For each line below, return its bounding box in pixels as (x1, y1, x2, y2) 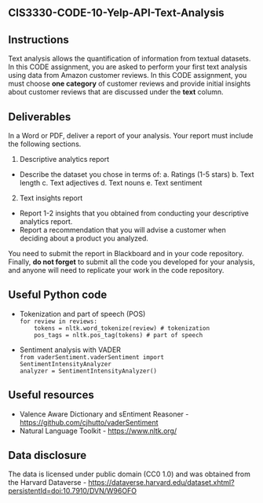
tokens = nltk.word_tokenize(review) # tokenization (34, 324, 210, 332)
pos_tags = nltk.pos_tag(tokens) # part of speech (34, 331, 203, 339)
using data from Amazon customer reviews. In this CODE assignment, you (8, 71, 247, 80)
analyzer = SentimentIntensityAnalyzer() (19, 367, 157, 375)
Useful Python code (8, 288, 108, 302)
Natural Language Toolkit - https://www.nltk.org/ (19, 426, 177, 435)
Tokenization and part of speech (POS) (19, 309, 146, 318)
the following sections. (8, 139, 82, 149)
